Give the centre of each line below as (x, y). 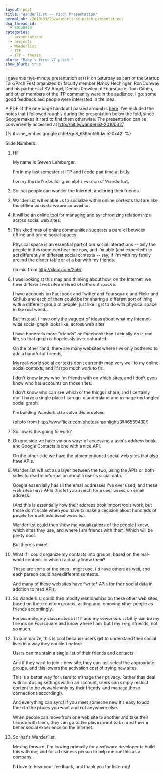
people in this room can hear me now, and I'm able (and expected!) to (82, 250)
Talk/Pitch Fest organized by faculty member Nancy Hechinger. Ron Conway (82, 83)
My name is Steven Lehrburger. (44, 162)
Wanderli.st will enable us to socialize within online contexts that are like (85, 200)
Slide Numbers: (21, 143)
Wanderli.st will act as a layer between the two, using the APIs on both (83, 470)
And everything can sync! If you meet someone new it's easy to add (81, 702)
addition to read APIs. (34, 589)
